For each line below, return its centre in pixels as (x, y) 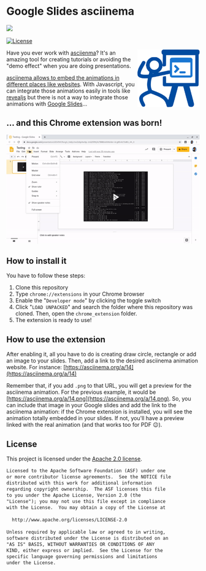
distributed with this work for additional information (79, 483)
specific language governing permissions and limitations (82, 556)
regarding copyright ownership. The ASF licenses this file (86, 489)
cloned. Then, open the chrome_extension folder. (76, 313)
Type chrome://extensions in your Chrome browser (80, 294)
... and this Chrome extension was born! (84, 123)
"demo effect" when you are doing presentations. (69, 66)
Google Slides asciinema (71, 11)
